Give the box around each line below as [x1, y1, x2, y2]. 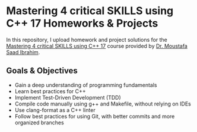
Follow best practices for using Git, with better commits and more [14, 113, 175, 120]
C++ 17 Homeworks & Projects [6, 16, 158, 30]
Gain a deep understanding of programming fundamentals [14, 81, 157, 88]
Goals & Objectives [6, 66, 78, 76]
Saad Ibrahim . [6, 48, 40, 55]
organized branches [14, 119, 64, 126]
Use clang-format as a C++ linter [14, 106, 96, 113]
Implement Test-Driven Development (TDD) [14, 94, 122, 101]
